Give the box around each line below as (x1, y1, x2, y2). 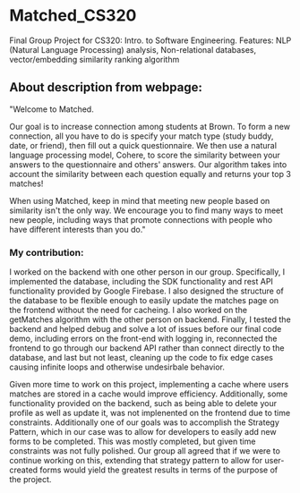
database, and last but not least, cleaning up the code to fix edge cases (9, 353, 273, 363)
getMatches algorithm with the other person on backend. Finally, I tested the (9, 314, 291, 325)
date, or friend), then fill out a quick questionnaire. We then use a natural (9, 140, 278, 150)
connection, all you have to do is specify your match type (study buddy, (9, 131, 274, 141)
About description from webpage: (9, 80, 203, 95)
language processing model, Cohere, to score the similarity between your (9, 149, 280, 160)
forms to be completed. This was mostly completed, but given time (9, 436, 256, 447)
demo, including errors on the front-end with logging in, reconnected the (9, 333, 278, 344)
